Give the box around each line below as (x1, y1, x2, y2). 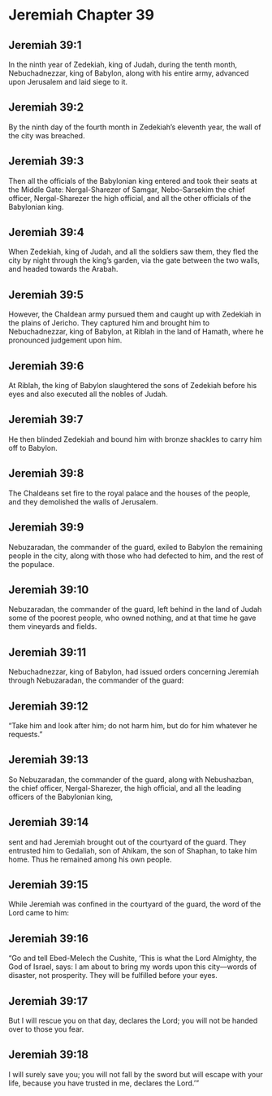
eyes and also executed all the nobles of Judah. (8, 389, 168, 400)
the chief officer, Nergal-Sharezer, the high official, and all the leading (8, 783, 242, 793)
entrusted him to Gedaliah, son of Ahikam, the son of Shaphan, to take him (8, 845, 257, 855)
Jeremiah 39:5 (8, 287, 84, 302)
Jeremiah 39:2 (8, 100, 84, 115)
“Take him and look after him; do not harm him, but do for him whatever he (8, 720, 257, 730)
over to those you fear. (8, 1024, 84, 1034)
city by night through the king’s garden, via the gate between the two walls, (8, 255, 260, 265)
